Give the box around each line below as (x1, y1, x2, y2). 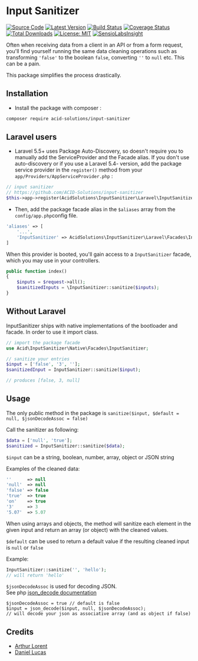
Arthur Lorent (14, 643, 48, 650)
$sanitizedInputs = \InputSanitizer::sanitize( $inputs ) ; (16, 285, 160, 291)
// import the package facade (6, 340, 81, 346)
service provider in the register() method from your (14, 166, 143, 173)
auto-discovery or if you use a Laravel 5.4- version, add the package (14, 160, 182, 167)
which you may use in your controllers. (6, 256, 100, 264)
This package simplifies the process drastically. (6, 71, 122, 78)
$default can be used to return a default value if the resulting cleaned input (6, 538, 190, 545)
